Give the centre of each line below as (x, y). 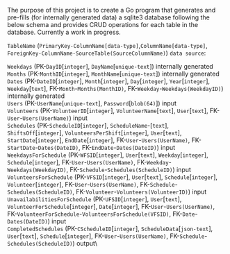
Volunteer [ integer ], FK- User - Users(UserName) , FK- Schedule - (93, 184)
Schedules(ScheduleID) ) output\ (52, 243)
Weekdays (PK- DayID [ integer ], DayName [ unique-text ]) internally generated (110, 66)
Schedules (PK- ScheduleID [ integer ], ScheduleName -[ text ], (88, 125)
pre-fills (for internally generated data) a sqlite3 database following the (108, 17)
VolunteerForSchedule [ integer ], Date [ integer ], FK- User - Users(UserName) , (111, 206)
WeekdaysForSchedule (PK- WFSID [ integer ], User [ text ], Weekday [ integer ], (108, 155)
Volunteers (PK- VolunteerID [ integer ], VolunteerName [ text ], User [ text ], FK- (114, 111)
